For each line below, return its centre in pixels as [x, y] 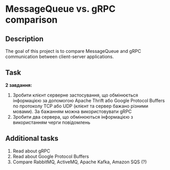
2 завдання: [19, 85]
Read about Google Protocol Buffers [51, 156]
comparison [31, 20]
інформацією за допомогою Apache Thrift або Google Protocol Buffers [89, 100]
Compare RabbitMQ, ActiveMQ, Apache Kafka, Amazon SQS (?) [80, 162]
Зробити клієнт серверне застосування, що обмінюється [75, 95]
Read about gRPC [31, 151]
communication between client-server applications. [60, 56]
